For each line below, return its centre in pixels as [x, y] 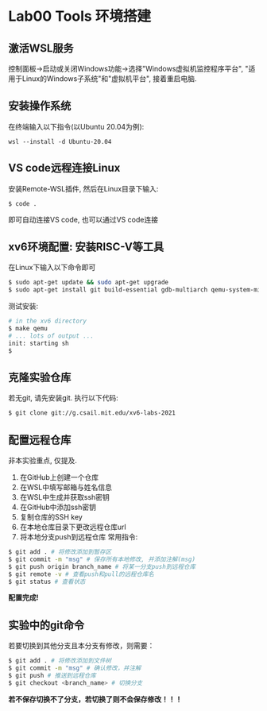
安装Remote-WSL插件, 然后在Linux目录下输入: [83, 188]
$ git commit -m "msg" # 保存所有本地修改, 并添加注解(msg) [102, 559]
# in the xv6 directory [48, 321]
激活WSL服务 [41, 48]
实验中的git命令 [46, 625]
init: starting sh [39, 343]
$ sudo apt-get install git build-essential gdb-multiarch [108, 290]
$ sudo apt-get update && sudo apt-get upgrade [89, 283]
